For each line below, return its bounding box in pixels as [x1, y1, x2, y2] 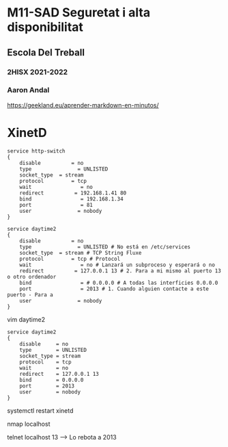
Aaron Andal [7, 86, 50, 95]
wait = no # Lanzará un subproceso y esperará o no [19, 261, 215, 268]
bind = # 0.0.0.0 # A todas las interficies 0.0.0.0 [19, 279, 218, 286]
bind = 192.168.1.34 [19, 195, 124, 203]
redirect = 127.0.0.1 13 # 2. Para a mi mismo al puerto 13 [19, 267, 222, 274]
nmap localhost [7, 420, 51, 428]
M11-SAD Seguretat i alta [7, 5, 151, 21]
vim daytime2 [7, 315, 46, 323]
